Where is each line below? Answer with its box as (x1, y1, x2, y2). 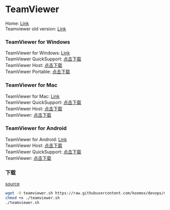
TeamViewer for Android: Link (5, 136, 67, 143)
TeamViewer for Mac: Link (5, 93, 60, 99)
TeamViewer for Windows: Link (5, 50, 70, 56)
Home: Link (5, 20, 29, 26)
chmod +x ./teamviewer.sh (5, 195, 60, 200)
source (5, 181, 20, 187)
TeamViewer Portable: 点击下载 (5, 68, 70, 75)
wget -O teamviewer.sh (5, 191, 53, 196)
